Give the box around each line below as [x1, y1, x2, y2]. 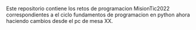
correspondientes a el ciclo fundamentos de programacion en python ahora [6, 11, 190, 18]
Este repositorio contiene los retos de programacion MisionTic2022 [6, 5, 170, 12]
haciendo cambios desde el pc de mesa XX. [6, 18, 113, 24]
